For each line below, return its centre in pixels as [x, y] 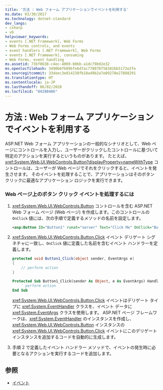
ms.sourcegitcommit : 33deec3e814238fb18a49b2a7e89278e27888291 [71, 73]
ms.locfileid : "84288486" [31, 91]
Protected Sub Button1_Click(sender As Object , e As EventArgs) [79, 281]
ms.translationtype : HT [29, 78]
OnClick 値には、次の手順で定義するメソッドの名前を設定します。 [78, 218]
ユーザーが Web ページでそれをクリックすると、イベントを [94, 168]
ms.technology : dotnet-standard [38, 19]
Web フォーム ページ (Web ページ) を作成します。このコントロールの [81, 212]
